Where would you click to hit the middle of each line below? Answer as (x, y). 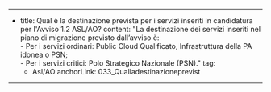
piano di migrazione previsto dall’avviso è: (90, 38)
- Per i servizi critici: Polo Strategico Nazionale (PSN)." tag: (118, 63)
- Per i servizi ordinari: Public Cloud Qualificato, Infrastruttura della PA (136, 46)
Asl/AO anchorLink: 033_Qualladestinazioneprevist (116, 72)
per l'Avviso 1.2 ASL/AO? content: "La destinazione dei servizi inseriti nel (140, 29)
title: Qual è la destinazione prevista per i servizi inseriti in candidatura (136, 20)
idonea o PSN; (44, 54)
